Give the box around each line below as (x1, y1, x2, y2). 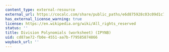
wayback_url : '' (5, 40, 39, 45)
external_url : (5, 12, 35, 17)
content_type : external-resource (5, 7, 75, 12)
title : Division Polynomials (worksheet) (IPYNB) (5, 30, 112, 35)
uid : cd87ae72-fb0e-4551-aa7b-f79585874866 (5, 35, 98, 40)
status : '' (5, 26, 28, 31)
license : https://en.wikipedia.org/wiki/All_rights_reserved (5, 21, 136, 26)
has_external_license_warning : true (5, 16, 82, 21)
